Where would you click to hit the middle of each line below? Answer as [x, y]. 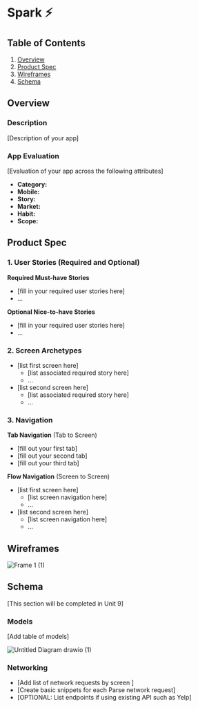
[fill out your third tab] [48, 463]
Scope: [28, 221]
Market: [29, 206]
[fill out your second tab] [52, 456]
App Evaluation [33, 156]
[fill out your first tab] [47, 449]
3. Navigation [30, 420]
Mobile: [28, 192]
